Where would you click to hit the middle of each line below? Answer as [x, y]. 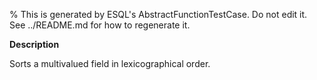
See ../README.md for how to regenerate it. [100, 25]
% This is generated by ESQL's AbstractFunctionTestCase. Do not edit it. [158, 14]
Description [34, 44]
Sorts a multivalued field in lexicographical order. [110, 63]
